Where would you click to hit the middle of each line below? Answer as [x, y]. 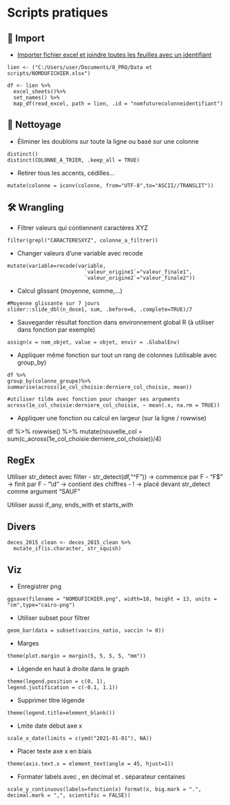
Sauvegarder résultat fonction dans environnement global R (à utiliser [116, 322]
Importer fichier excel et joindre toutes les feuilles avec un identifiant [114, 55]
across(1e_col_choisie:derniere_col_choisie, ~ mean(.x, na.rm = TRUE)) [114, 405]
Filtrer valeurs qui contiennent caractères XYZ [82, 227]
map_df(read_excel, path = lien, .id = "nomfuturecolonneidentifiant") [118, 104]
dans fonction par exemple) [56, 329]
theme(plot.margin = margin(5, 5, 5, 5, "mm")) [77, 656]
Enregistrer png [39, 586]
